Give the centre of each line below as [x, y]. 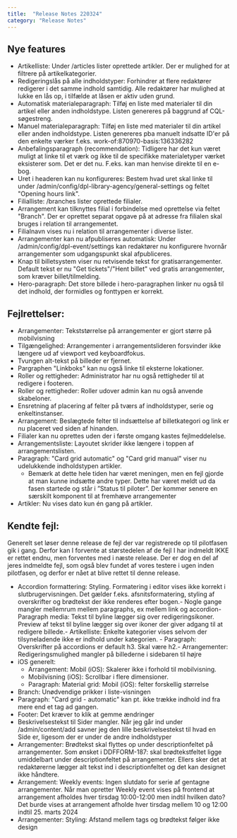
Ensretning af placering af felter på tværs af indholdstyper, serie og [115, 406]
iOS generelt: [37, 661]
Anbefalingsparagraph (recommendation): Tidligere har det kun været [119, 149]
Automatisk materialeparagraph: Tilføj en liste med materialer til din [115, 104]
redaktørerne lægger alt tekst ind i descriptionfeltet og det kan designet [121, 767]
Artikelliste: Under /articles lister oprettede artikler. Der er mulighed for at [123, 66]
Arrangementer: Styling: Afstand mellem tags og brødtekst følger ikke [119, 819]
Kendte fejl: [34, 526]
